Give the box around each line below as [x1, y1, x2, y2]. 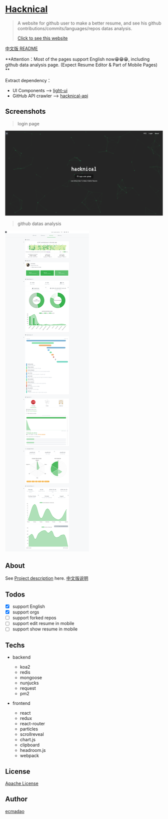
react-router [19, 721, 45, 727]
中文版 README [5, 45, 38, 51]
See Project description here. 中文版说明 [5, 575, 88, 581]
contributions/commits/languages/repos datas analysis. [17, 25, 132, 31]
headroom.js [19, 747, 46, 753]
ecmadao [5, 808, 25, 814]
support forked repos [12, 615, 56, 621]
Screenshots [5, 107, 46, 116]
